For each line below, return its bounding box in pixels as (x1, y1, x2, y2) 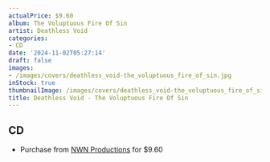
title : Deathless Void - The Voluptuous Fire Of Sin (8, 94, 189, 102)
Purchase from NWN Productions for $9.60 (19, 145, 163, 155)
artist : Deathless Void (8, 26, 88, 34)
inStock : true (8, 79, 56, 87)
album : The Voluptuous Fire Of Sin (8, 19, 128, 27)
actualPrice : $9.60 (8, 11, 74, 20)
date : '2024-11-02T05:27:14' (8, 49, 106, 57)
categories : (8, 34, 48, 43)
